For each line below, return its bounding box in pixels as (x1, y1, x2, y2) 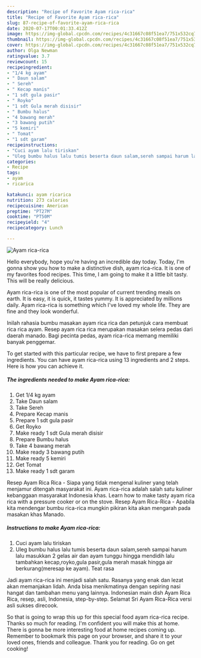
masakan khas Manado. (7, 511, 65, 518)
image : (7, 31, 23, 37)
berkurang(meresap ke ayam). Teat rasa (15, 565, 115, 572)
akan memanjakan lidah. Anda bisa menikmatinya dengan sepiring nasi (7, 583, 181, 590)
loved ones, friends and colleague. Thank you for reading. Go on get (7, 638, 175, 645)
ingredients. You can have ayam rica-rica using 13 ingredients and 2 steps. (7, 356, 190, 363)
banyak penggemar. (7, 338, 56, 345)
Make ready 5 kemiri (15, 454, 66, 462)
